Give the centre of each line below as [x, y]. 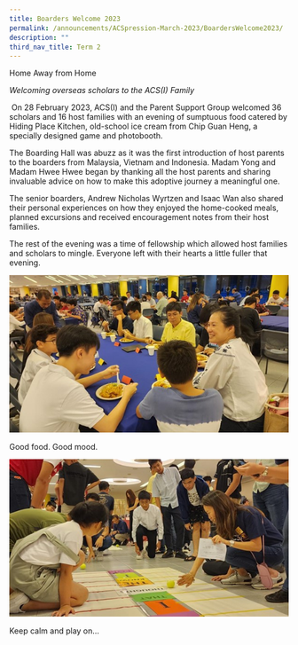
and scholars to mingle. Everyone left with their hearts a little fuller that [138, 254]
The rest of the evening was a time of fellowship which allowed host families [149, 244]
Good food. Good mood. [54, 447]
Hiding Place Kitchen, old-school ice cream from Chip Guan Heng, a [133, 126]
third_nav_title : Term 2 [55, 47]
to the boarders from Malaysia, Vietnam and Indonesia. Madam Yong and [143, 162]
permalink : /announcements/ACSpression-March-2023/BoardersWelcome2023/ [146, 28]
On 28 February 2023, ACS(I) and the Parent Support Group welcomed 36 [146, 107]
